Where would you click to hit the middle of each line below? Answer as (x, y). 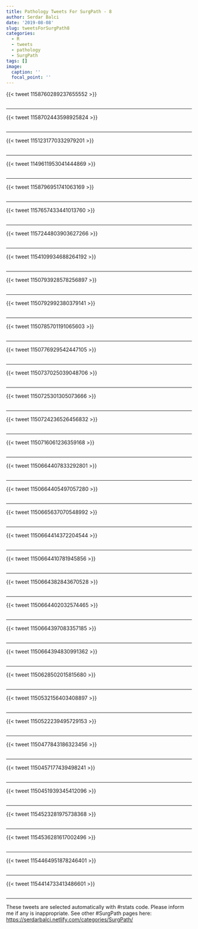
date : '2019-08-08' (30, 22)
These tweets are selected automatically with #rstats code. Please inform (95, 907)
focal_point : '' (31, 77)
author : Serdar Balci (33, 17)
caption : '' (26, 72)
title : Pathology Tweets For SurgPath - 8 (59, 12)
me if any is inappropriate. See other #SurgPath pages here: (79, 913)
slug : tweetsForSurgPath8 (38, 28)
